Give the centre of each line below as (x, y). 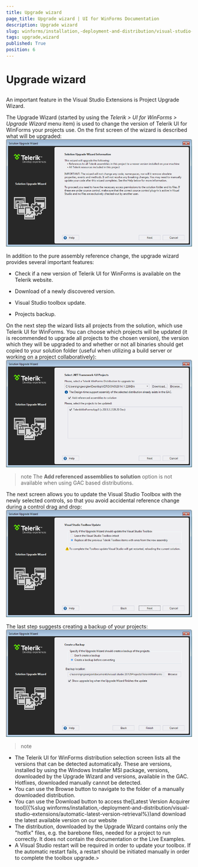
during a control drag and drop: (44, 507)
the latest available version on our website (66, 820)
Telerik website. (34, 280)
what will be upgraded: (34, 136)
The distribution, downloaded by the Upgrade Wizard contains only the (101, 826)
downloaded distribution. (45, 795)
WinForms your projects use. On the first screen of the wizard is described (97, 130)
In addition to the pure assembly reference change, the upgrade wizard (93, 256)
